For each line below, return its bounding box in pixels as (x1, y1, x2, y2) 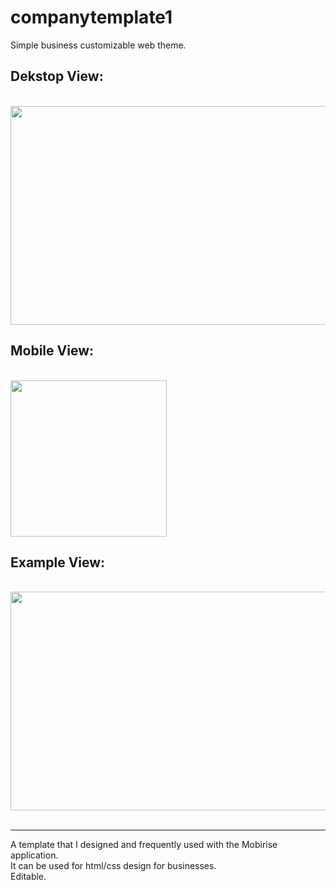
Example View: (10, 554, 106, 571)
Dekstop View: (10, 68, 104, 85)
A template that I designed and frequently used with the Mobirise (10, 839, 278, 851)
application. (10, 849, 59, 861)
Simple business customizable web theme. (10, 39, 187, 51)
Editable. (10, 871, 47, 883)
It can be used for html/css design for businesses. (10, 860, 217, 872)
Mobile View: (10, 342, 95, 360)
